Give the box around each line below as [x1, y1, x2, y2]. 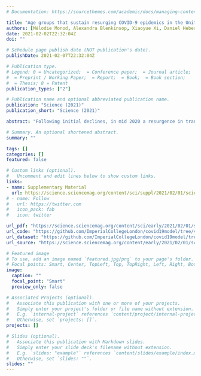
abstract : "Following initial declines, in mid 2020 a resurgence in [6, 119, 184, 125]
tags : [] [6, 145, 28, 151]
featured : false [6, 157, 47, 163]
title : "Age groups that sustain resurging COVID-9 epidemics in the [6, 19, 184, 26]
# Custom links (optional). [6, 168, 77, 174]
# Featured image [6, 250, 50, 256]
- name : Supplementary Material [6, 184, 87, 190]
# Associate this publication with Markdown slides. [6, 339, 146, 345]
